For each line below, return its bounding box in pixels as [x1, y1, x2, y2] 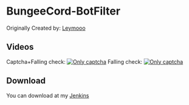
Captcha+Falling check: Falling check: [6, 58, 143, 65]
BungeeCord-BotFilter [6, 4, 120, 18]
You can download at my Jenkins [6, 92, 89, 99]
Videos [6, 42, 34, 52]
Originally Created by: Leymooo [6, 24, 86, 32]
